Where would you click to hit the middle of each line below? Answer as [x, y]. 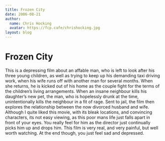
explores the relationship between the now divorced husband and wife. [77, 107]
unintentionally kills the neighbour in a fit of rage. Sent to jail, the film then [80, 102]
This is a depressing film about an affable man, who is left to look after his [80, 70]
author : [13, 19]
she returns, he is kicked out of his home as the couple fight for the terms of [82, 86]
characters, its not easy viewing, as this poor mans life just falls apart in [78, 117]
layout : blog [18, 32]
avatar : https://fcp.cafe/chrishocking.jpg [55, 28]
